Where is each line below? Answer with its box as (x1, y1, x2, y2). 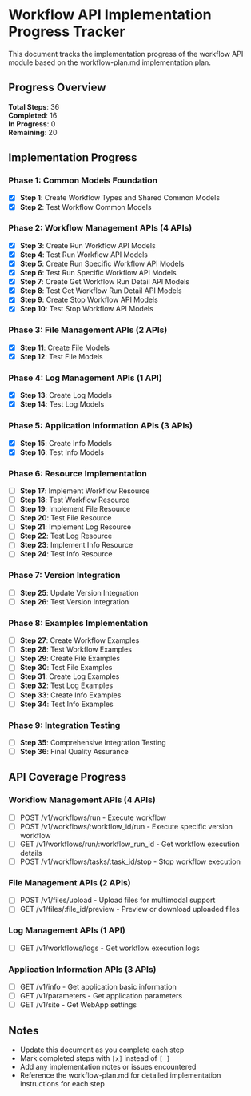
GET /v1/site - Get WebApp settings (19, 1000, 137, 1010)
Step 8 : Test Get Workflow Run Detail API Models (19, 286, 182, 295)
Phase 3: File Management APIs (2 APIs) (8, 324, 168, 335)
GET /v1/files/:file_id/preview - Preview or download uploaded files (19, 905, 240, 914)
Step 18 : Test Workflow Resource (19, 495, 130, 504)
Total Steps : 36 (8, 102, 60, 111)
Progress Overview (8, 81, 106, 94)
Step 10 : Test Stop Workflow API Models (19, 304, 153, 314)
